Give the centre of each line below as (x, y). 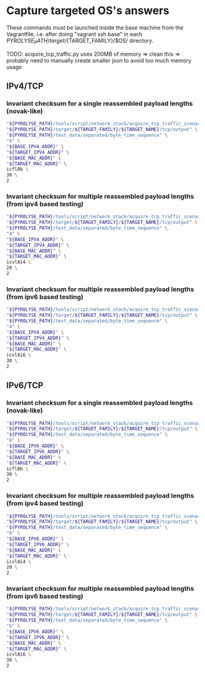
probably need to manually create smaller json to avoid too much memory (99, 60)
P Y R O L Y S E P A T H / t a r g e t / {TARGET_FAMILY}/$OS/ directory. (80, 41)
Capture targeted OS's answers (88, 11)
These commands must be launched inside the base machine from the (95, 28)
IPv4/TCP (25, 86)
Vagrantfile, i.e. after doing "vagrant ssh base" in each (74, 34)
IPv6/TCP (25, 386)
